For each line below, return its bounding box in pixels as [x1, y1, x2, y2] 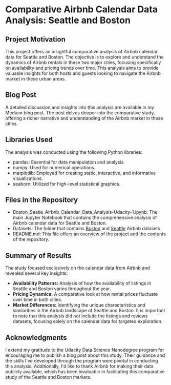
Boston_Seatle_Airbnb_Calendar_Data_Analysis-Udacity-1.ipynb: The [12, 209, 158, 215]
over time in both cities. [12, 296, 62, 303]
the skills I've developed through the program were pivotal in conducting [5, 358, 158, 364]
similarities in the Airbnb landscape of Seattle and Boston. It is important [12, 308, 165, 314]
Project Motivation [5, 35, 66, 44]
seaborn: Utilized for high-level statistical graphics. [12, 180, 121, 187]
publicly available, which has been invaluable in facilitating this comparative [5, 369, 165, 375]
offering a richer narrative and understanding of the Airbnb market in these [5, 115, 163, 121]
